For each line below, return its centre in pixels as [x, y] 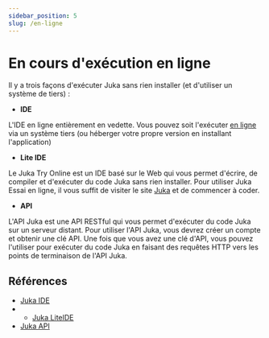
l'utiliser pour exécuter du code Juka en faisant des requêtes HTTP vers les [134, 247]
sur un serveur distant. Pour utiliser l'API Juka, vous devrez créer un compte [134, 230]
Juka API [35, 326]
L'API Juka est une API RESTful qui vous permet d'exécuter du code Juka [130, 221]
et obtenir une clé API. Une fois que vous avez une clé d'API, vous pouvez [131, 239]
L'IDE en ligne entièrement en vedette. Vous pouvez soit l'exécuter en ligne [132, 125]
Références [38, 281]
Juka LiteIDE [53, 318]
